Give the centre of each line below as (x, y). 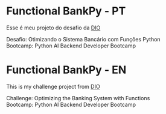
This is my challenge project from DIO (53, 86)
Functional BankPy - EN (66, 70)
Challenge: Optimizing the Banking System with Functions (78, 98)
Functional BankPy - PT (66, 11)
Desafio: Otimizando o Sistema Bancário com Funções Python (84, 39)
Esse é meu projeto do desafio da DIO (53, 28)
